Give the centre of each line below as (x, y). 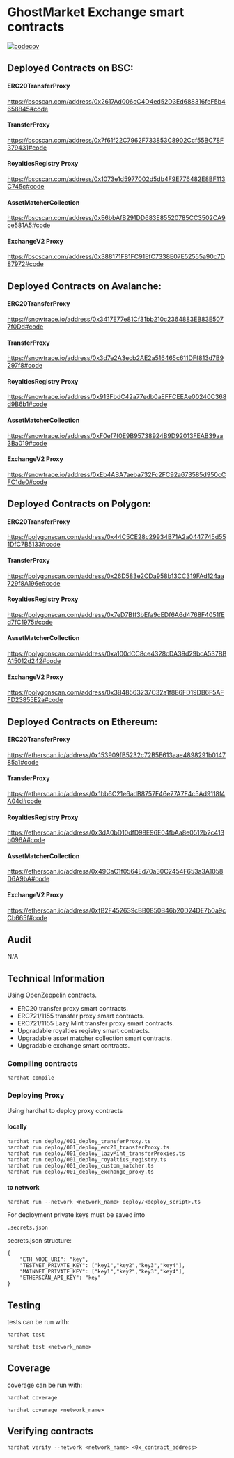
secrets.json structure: (39, 1241)
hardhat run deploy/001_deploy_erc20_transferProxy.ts (88, 1147)
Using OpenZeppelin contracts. (52, 995)
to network (23, 1187)
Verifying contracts (50, 1431)
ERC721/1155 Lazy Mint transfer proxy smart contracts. (96, 1023)
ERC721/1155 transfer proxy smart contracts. (81, 1016)
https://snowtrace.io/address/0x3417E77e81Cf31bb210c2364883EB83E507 (116, 319)
